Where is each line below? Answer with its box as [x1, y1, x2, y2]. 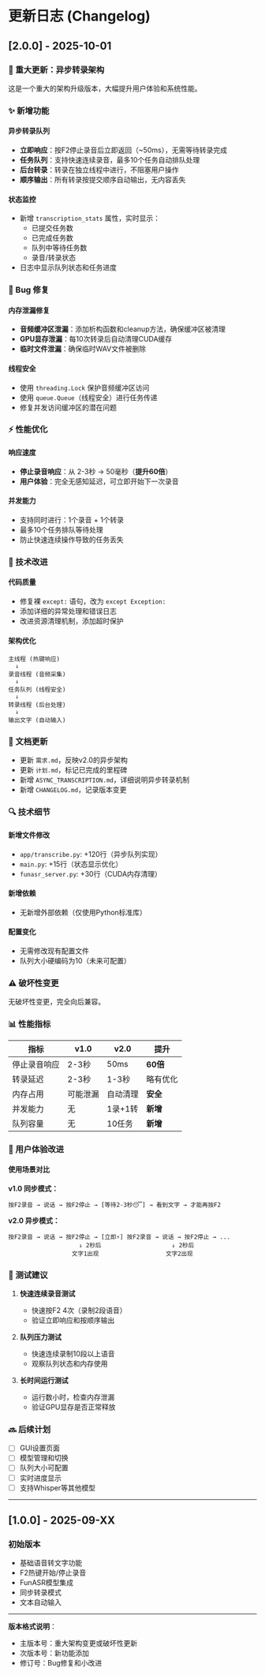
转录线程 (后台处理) [8, 701, 66, 709]
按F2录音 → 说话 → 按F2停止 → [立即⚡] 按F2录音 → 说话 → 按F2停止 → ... [8, 1232, 231, 1241]
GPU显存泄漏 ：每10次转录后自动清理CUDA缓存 [19, 335, 173, 344]
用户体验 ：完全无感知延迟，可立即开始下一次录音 [19, 477, 179, 486]
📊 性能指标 [8, 1019, 51, 1030]
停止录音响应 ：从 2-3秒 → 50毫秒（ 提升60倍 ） [19, 466, 173, 476]
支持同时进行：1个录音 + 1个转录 [19, 514, 125, 525]
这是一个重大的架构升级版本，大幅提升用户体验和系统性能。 [8, 84, 202, 93]
